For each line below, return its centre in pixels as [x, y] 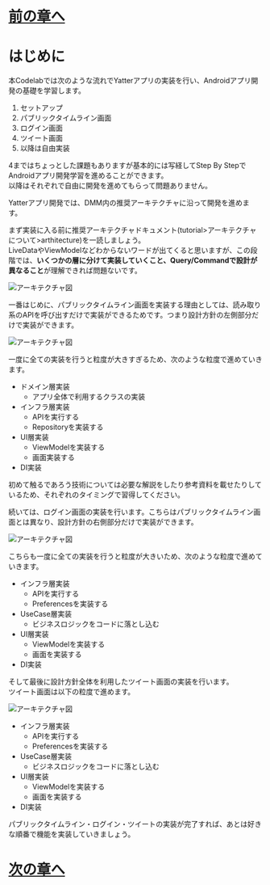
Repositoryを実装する [68, 427]
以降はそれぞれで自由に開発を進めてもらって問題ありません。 [110, 186]
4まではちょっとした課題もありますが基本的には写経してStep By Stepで [127, 166]
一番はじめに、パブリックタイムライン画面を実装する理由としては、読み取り [135, 305]
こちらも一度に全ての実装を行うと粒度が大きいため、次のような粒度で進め [132, 556]
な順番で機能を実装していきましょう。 [72, 834]
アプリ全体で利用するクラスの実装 [89, 397]
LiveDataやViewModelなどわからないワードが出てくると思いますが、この [130, 251]
